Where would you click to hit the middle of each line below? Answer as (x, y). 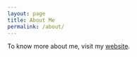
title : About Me (31, 20)
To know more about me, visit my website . (69, 47)
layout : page (26, 14)
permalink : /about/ (36, 26)
